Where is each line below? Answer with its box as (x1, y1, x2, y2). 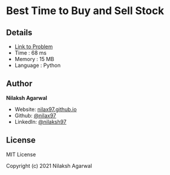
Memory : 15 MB (14, 56, 55, 62)
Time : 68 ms (14, 49, 47, 56)
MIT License (6, 151, 36, 158)
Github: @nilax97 (14, 112, 56, 119)
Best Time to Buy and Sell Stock (6, 4, 165, 18)
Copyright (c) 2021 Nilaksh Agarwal (6, 162, 92, 169)
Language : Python (14, 62, 61, 69)
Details (6, 28, 32, 38)
